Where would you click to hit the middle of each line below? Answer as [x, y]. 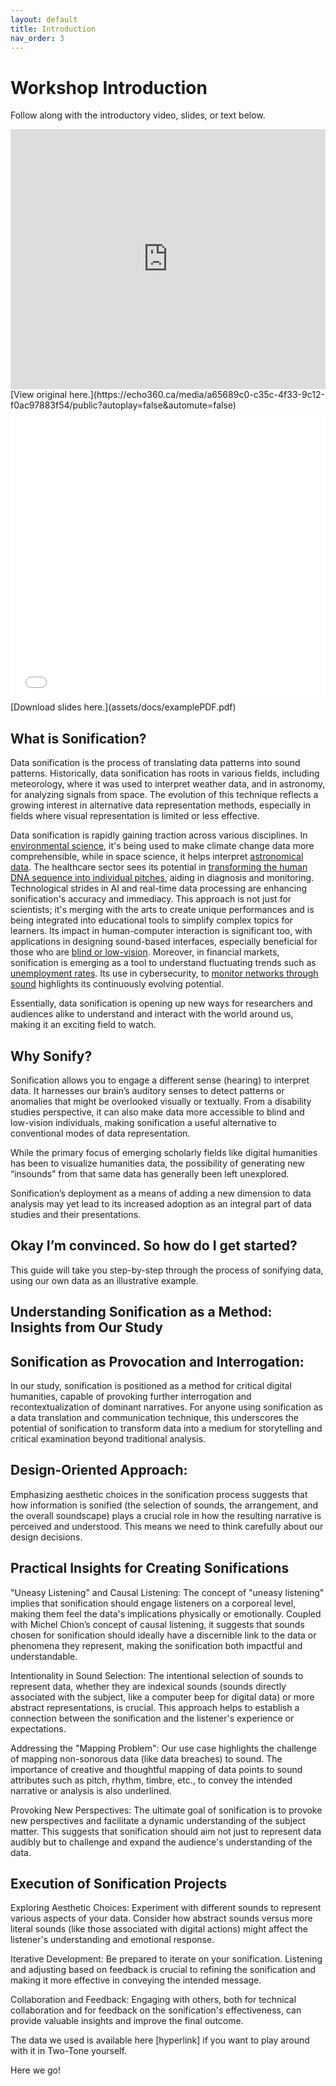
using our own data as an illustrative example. [104, 1280]
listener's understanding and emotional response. [112, 1940]
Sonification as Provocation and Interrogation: [157, 1361]
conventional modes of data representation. [100, 1133]
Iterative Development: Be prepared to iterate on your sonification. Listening [166, 1959]
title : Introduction [53, 29]
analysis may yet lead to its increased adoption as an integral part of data [161, 1203]
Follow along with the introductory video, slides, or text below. [138, 115]
